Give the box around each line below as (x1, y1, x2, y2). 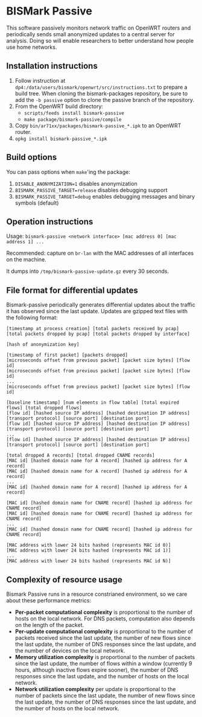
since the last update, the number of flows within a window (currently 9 (14, 660, 192, 667)
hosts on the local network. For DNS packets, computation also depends (14, 615, 195, 622)
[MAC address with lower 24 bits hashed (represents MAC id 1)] (6, 547, 171, 553)
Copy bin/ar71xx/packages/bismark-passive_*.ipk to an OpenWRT (14, 122, 181, 129)
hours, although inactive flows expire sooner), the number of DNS (14, 666, 179, 674)
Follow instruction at (14, 77, 66, 84)
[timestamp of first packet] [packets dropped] (6, 352, 128, 358)
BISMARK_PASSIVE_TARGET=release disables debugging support (14, 186, 168, 194)
